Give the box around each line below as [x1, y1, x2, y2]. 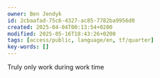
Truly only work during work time [7, 63, 105, 71]
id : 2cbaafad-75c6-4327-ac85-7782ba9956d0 [7, 17, 135, 24]
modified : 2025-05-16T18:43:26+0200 [7, 30, 116, 38]
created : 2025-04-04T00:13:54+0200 [7, 23, 113, 30]
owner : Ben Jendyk [7, 10, 62, 18]
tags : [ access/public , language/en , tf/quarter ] [7, 37, 154, 44]
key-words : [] [7, 43, 50, 50]
